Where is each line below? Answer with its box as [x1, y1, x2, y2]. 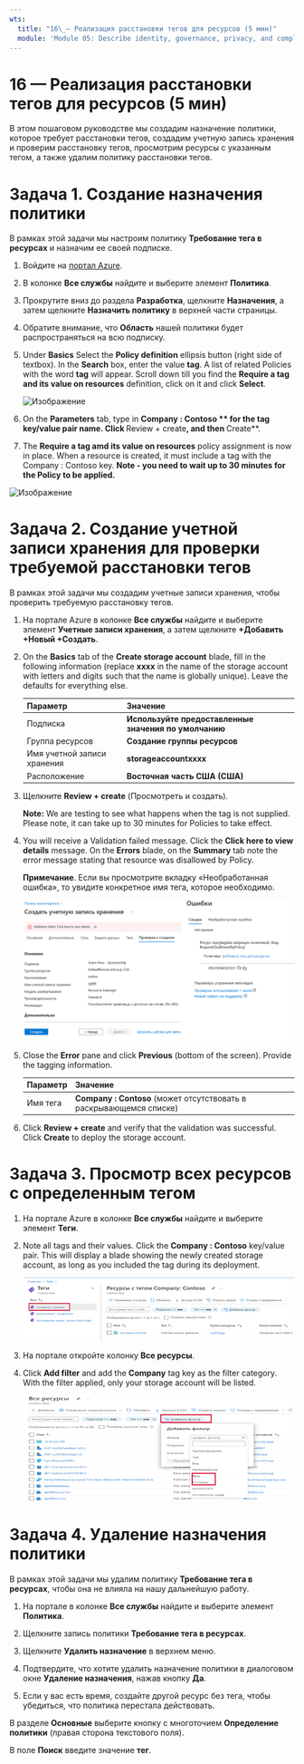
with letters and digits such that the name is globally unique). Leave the [22, 670, 289, 681]
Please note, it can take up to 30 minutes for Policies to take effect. [22, 818, 273, 829]
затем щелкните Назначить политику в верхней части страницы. [22, 304, 278, 316]
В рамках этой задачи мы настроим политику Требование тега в [9, 233, 262, 244]
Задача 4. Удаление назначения [9, 1525, 267, 1545]
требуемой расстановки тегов [9, 557, 252, 578]
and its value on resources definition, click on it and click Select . [22, 379, 267, 390]
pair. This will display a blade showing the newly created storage [22, 1250, 264, 1261]
